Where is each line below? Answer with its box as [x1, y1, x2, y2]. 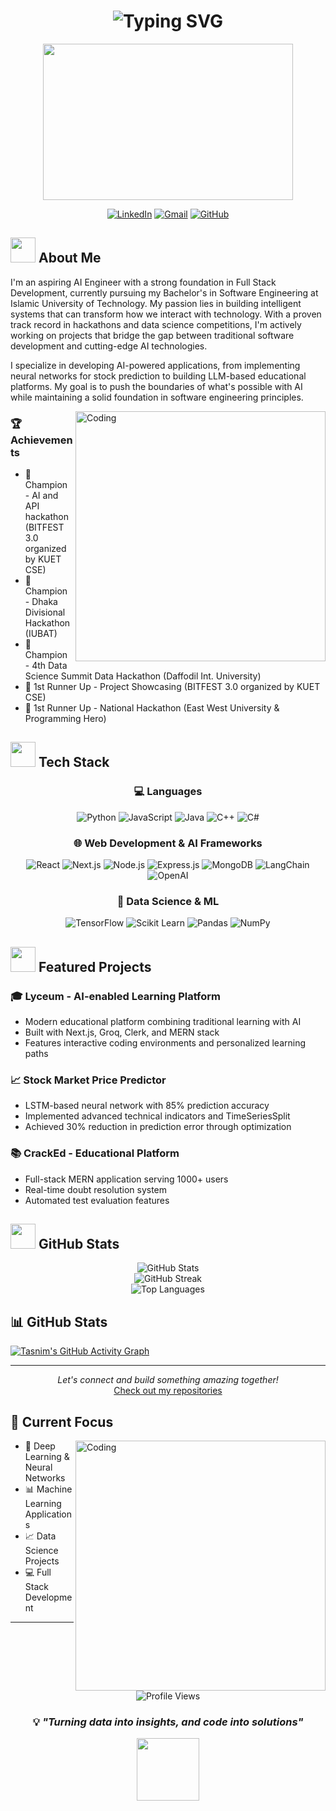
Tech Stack [38, 754, 110, 771]
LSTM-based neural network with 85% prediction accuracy [24, 1100, 270, 1112]
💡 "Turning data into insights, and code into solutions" [32, 1715, 304, 1729]
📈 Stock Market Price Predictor [10, 1073, 167, 1087]
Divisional [24, 606, 66, 619]
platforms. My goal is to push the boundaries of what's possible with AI [10, 380, 303, 392]
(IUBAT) [24, 628, 58, 640]
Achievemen [10, 433, 73, 447]
